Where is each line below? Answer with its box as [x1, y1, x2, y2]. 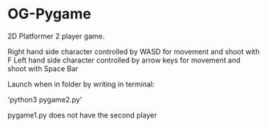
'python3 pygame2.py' [7, 94, 83, 104]
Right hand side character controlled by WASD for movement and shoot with [7, 46, 260, 56]
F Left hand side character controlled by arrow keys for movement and [7, 55, 242, 65]
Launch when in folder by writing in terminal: [7, 79, 155, 89]
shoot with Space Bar [7, 63, 79, 73]
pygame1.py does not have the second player [7, 110, 157, 120]
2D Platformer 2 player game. [7, 31, 105, 41]
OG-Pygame [7, 5, 91, 23]
